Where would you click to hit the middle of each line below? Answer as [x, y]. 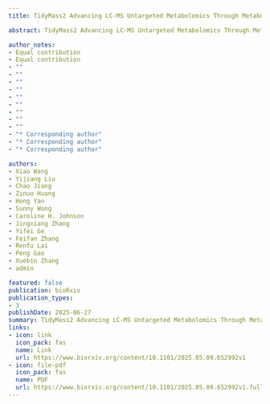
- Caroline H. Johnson [46, 216]
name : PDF [32, 380]
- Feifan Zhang [34, 239]
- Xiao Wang [28, 171]
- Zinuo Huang [32, 194]
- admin [21, 268]
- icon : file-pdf [37, 365]
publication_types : [41, 298]
